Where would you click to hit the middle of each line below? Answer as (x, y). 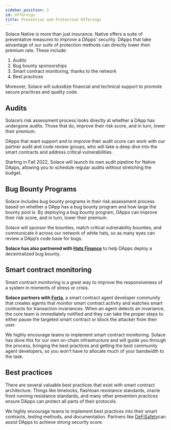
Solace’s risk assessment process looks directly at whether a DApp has (80, 120)
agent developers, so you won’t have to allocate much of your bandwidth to (85, 351)
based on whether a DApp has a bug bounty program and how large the (81, 207)
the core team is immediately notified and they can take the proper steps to (84, 314)
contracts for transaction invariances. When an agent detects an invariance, (85, 308)
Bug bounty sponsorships (40, 66)
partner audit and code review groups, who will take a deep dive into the (81, 147)
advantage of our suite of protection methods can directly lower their (78, 45)
